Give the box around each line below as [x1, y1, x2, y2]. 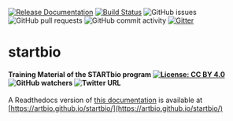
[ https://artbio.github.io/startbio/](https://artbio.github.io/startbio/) [8, 104, 223, 113]
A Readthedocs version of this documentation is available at [8, 95, 203, 105]
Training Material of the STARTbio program [8, 69, 152, 79]
